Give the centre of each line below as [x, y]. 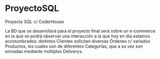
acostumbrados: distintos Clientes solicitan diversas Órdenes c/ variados [78, 41]
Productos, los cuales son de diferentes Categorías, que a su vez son [74, 46]
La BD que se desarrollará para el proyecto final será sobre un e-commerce [80, 31]
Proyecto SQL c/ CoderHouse [35, 22]
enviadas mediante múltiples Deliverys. [44, 51]
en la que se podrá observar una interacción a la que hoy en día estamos [78, 36]
